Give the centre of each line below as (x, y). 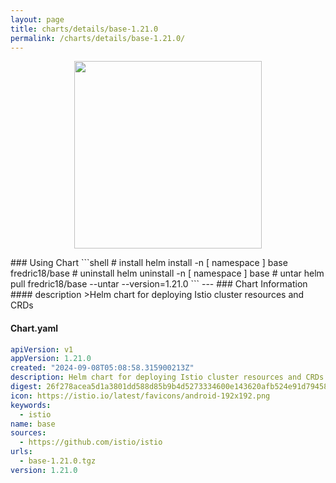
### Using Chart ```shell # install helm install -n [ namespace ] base (149, 263)
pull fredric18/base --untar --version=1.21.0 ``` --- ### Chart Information (159, 284)
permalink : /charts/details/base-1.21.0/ (98, 38)
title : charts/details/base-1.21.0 (84, 29)
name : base (33, 424)
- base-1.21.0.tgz (58, 461)
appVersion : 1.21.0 (51, 359)
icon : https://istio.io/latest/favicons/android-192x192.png (140, 396)
